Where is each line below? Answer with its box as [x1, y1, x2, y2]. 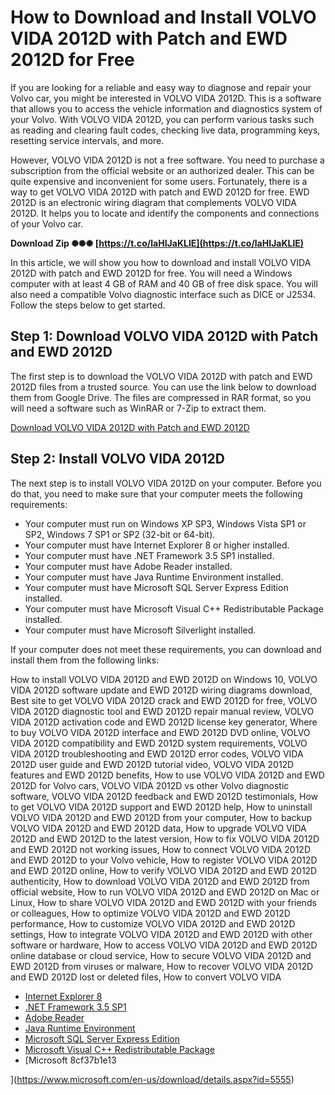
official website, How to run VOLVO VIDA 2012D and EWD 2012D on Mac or [10, 886, 320, 898]
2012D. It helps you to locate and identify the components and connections [10, 207, 320, 219]
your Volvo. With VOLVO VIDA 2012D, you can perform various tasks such [10, 113, 315, 125]
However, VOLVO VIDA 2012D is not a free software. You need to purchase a [10, 154, 325, 166]
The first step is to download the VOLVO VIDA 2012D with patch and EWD [10, 370, 313, 382]
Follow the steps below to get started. [10, 299, 166, 311]
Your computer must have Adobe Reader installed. [24, 560, 233, 572]
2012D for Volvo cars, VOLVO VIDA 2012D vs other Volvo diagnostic [10, 779, 290, 791]
